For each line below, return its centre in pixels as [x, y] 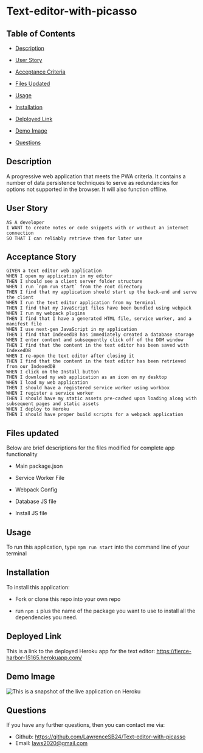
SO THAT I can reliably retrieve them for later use [74, 238]
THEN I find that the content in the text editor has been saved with [98, 345]
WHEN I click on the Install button [53, 372]
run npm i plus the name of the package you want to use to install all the [105, 611]
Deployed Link [34, 637]
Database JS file [36, 501]
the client [20, 297]
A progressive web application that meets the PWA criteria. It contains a [96, 176]
